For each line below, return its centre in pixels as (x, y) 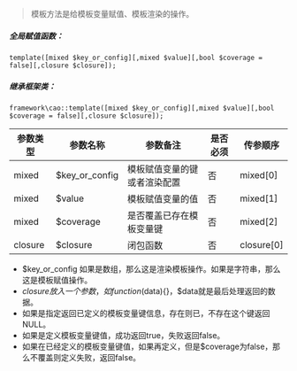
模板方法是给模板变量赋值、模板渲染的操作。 (112, 14)
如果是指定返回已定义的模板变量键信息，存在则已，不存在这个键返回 (146, 313)
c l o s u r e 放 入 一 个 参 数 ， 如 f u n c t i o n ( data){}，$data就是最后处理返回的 (145, 290)
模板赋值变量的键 (163, 169)
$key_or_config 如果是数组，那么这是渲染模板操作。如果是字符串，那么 (151, 268)
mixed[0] (259, 174)
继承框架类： (32, 86)
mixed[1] (259, 198)
